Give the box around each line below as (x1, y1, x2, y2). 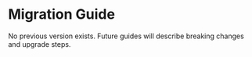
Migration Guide (8, 5, 116, 23)
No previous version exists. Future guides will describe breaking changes (8, 31, 244, 41)
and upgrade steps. (8, 39, 71, 48)
